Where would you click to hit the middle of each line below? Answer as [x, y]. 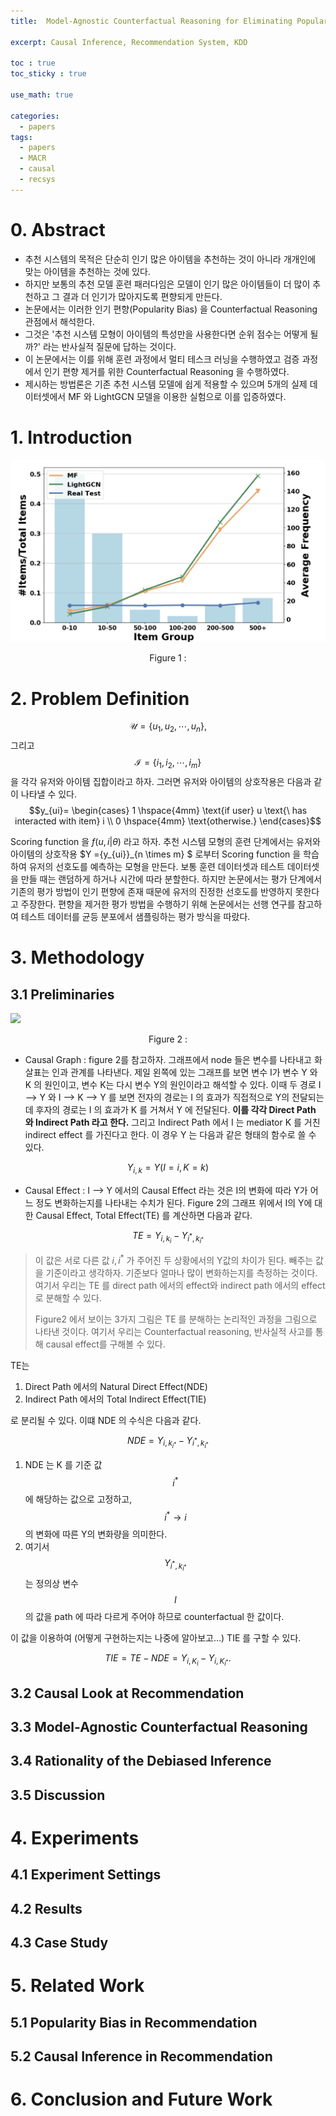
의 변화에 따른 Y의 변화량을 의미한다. [96, 1534]
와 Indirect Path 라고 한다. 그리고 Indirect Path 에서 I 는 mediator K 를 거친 [172, 1122]
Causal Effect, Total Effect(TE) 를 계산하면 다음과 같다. [144, 1215]
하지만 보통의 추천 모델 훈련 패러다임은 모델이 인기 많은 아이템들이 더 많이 [167, 284]
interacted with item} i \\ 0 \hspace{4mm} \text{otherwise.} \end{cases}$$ [168, 821]
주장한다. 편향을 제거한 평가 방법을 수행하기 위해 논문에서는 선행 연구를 [158, 904]
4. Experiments [75, 1838]
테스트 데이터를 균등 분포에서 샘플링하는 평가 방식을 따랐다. [135, 917]
